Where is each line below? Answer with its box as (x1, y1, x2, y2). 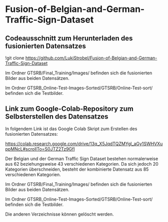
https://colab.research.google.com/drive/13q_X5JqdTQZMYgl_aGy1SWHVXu (5, 141, 163, 147)
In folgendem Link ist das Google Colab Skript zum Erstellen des (5, 126, 137, 132)
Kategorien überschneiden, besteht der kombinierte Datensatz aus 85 (5, 166, 149, 172)
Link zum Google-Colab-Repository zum (5, 105, 133, 113)
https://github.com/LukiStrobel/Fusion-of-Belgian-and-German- (25, 55, 157, 61)
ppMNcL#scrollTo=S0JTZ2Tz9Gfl (5, 146, 75, 152)
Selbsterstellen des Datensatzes (5, 112, 108, 121)
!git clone (5, 55, 24, 61)
